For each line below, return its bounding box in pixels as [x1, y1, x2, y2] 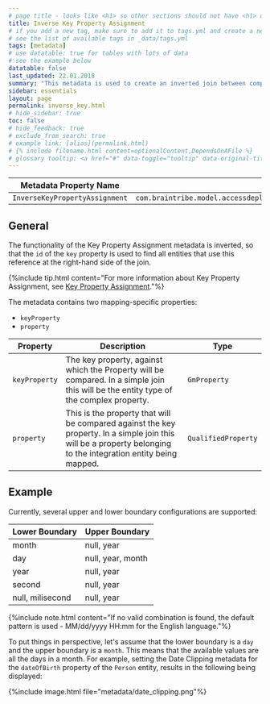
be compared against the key [65, 418, 176, 429]
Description [100, 340, 146, 352]
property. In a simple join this [65, 428, 175, 439]
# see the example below [8, 57, 92, 65]
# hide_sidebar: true [8, 110, 81, 118]
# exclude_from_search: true [8, 131, 106, 140]
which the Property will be [65, 364, 165, 376]
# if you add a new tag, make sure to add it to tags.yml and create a [8, 27, 253, 35]
